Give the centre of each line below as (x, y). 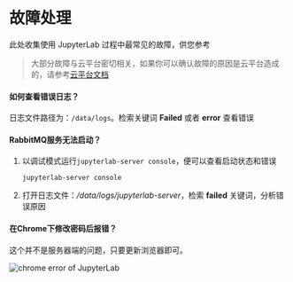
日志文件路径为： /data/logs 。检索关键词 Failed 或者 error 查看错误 (132, 118)
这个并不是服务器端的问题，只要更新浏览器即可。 (98, 250)
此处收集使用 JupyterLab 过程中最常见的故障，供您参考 (110, 44)
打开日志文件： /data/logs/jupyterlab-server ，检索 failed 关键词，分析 (149, 195)
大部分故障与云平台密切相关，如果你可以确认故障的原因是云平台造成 (155, 63)
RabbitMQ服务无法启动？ (55, 139)
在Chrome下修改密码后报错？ (63, 228)
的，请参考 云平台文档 (69, 74)
